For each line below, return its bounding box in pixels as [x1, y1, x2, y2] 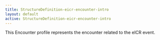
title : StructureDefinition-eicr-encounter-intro [5, 7, 109, 12]
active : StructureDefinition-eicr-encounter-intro [5, 16, 111, 21]
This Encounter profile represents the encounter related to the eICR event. [5, 30, 156, 36]
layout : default [5, 12, 38, 17]
